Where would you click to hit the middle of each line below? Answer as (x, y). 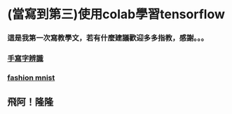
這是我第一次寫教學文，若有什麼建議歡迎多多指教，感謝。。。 (108, 38)
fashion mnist (31, 78)
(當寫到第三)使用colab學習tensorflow (116, 14)
